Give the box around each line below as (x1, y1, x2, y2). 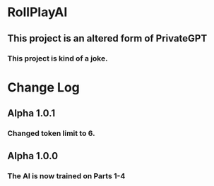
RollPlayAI (7, 4, 68, 20)
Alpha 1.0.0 (7, 150, 59, 162)
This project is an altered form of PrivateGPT (7, 32, 208, 44)
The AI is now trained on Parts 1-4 (7, 171, 126, 181)
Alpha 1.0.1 (7, 107, 56, 120)
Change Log (7, 79, 80, 95)
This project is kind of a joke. (7, 54, 108, 63)
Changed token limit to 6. (7, 128, 95, 138)
